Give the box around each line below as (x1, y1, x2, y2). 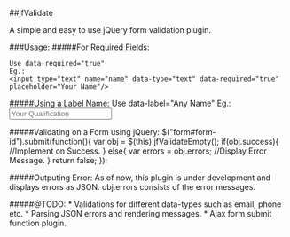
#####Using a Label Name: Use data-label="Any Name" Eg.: (9, 98, 231, 108)
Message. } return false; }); (9, 155, 108, 165)
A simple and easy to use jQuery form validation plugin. (9, 25, 211, 35)
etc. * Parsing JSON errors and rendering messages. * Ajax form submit (9, 209, 272, 218)
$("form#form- (161, 127, 216, 137)
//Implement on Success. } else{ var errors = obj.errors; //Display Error (9, 146, 268, 156)
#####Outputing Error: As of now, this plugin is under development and (9, 172, 271, 183)
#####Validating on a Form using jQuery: (9, 127, 161, 137)
